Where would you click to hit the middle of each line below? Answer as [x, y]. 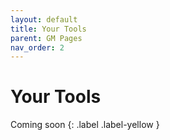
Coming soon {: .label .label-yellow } [85, 125]
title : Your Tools [48, 29]
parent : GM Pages [46, 38]
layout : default [44, 19]
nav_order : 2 [37, 47]
